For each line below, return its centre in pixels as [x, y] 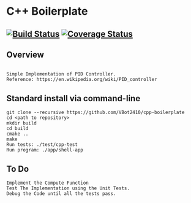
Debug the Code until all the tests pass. [61, 194]
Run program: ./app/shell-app [45, 150]
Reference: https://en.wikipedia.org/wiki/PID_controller [82, 80]
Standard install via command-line [73, 98]
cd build [17, 129]
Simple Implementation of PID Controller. [61, 74]
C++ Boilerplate [47, 11]
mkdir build [21, 123]
